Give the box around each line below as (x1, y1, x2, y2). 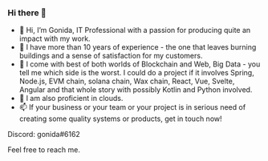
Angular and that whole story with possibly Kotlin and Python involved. (18, 85, 253, 95)
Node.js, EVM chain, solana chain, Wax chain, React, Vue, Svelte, (18, 76, 235, 87)
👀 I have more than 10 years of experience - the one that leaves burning (18, 42, 257, 52)
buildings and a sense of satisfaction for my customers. (18, 51, 203, 61)
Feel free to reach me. (7, 145, 81, 155)
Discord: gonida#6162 (7, 130, 81, 139)
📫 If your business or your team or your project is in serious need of (18, 103, 246, 112)
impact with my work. (18, 34, 91, 43)
